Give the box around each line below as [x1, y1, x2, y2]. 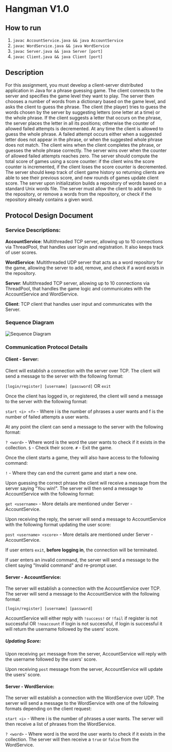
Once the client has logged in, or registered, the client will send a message [5, 393, 163, 399]
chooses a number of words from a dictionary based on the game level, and [5, 98, 166, 104]
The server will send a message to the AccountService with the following [5, 591, 160, 597]
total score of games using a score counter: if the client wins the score [5, 158, 155, 164]
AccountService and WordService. [5, 291, 79, 297]
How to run [5, 24, 42, 32]
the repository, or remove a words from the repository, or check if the [5, 191, 152, 197]
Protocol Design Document [5, 211, 93, 220]
